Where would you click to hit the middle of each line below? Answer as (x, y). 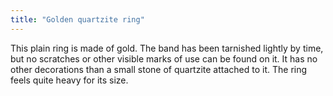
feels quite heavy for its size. (69, 80)
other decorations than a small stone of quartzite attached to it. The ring (159, 69)
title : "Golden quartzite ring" (77, 19)
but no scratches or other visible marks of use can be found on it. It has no (164, 58)
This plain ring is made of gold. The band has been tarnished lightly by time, (167, 48)
